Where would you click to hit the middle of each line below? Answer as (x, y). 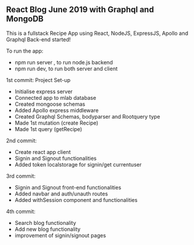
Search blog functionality (45, 223)
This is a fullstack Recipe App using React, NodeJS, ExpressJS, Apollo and (97, 33)
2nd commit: (22, 141)
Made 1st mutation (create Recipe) (56, 123)
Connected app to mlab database (55, 97)
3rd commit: (21, 176)
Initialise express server (43, 92)
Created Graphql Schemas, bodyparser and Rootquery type (88, 116)
